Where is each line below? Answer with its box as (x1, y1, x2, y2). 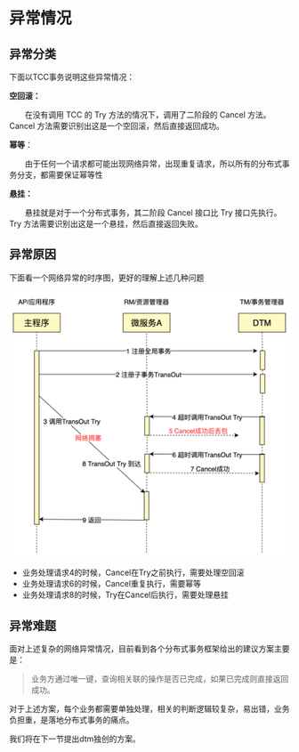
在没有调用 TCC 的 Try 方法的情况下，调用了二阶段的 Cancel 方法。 (24, 109, 271, 120)
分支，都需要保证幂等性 (16, 170, 103, 180)
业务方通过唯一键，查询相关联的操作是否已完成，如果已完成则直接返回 (30, 674, 289, 684)
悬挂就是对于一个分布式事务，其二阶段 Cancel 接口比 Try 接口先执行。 (24, 207, 282, 218)
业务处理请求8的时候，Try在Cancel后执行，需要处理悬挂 (21, 589, 229, 601)
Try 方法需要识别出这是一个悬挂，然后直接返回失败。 (9, 219, 203, 229)
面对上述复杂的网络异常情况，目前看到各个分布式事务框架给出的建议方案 (9, 643, 274, 654)
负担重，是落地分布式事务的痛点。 (9, 715, 134, 725)
